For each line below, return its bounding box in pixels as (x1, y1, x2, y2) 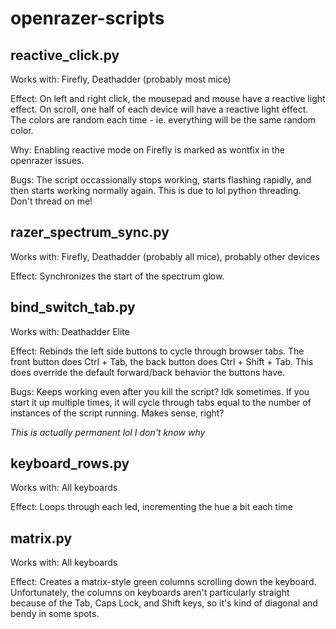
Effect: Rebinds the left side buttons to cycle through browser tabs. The (10, 345, 305, 357)
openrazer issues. (10, 155, 85, 166)
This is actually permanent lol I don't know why (10, 426, 206, 438)
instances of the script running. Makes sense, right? (10, 407, 225, 419)
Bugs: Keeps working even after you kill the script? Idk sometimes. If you (10, 385, 310, 397)
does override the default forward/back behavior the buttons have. (10, 366, 285, 378)
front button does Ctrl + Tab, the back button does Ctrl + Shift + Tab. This (10, 355, 314, 367)
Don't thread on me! (10, 195, 93, 207)
